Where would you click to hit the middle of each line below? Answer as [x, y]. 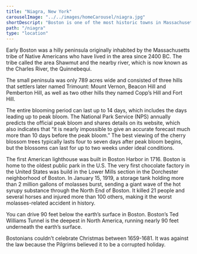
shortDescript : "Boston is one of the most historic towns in [84, 22]
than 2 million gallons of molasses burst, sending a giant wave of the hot [94, 184]
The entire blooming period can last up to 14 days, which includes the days [96, 111]
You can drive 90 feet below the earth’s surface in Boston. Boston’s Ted [92, 215]
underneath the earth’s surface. [44, 227]
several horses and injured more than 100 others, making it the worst [89, 197]
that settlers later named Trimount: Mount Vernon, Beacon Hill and [86, 86]
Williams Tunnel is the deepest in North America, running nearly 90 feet [92, 220]
